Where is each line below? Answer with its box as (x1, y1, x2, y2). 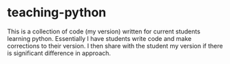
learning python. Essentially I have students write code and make (7, 34, 191, 42)
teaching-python (7, 5, 107, 20)
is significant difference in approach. (7, 49, 112, 57)
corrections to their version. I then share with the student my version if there (7, 42, 223, 50)
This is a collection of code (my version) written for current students (7, 27, 201, 35)
